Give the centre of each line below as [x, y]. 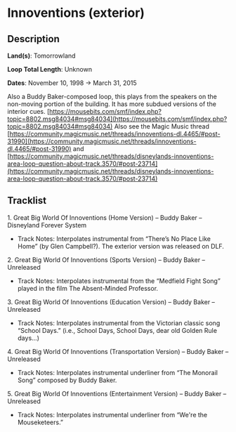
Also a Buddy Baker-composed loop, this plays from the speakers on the [112, 97]
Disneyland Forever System [47, 225]
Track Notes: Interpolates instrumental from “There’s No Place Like [114, 238]
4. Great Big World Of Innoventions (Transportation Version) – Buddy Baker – [118, 351]
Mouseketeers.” [40, 422]
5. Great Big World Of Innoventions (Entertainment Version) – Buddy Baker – [117, 393]
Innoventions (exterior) [76, 13]
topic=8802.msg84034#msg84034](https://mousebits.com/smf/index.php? [117, 119]
